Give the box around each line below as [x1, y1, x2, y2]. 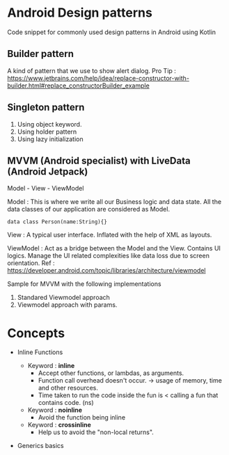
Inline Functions [17, 348, 63, 356]
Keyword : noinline [27, 406, 82, 415]
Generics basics [17, 442, 64, 450]
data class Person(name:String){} [7, 218, 108, 225]
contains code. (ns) [38, 399, 94, 407]
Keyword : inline [27, 362, 75, 370]
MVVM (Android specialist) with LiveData [7, 154, 191, 166]
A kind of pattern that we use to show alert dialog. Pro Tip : [7, 66, 176, 74]
